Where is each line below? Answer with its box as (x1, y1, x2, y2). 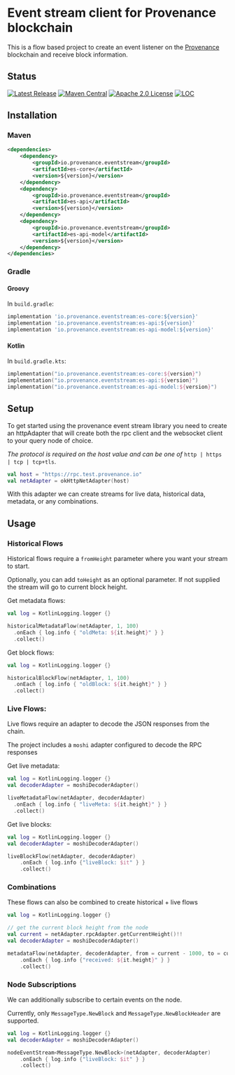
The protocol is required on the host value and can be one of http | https (7, 450, 222, 458)
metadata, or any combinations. (7, 497, 99, 506)
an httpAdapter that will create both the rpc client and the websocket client (7, 429, 223, 437)
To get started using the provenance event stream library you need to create (7, 421, 227, 429)
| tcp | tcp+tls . (7, 457, 57, 466)
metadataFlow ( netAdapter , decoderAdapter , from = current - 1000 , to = (7, 950, 220, 957)
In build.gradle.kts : (7, 357, 66, 365)
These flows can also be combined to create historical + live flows (7, 898, 198, 906)
